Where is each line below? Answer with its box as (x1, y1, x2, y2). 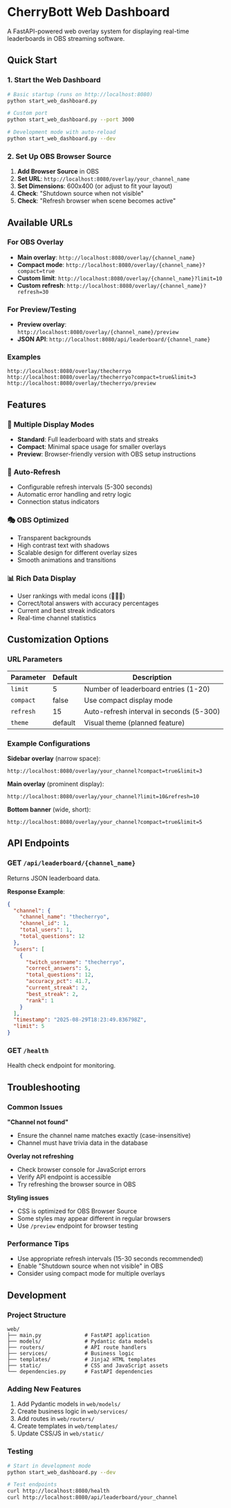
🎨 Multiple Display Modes (7, 419, 95, 429)
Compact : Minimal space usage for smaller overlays (17, 443, 167, 451)
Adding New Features (7, 1384, 82, 1394)
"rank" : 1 (25, 997, 54, 1004)
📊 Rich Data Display (7, 573, 77, 583)
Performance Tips (7, 1239, 69, 1249)
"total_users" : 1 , (19, 926, 73, 934)
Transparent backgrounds (17, 533, 91, 542)
